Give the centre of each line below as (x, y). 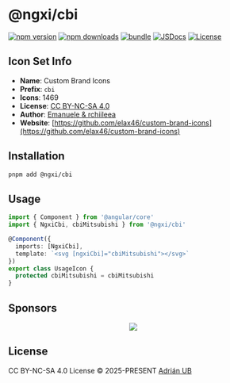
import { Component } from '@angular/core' (81, 217)
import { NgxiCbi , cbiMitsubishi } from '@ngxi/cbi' (97, 225)
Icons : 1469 (39, 98)
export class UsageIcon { (51, 268)
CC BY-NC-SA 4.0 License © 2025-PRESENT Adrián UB (100, 370)
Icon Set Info (40, 61)
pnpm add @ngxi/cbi (40, 174)
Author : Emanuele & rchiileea (68, 114)
